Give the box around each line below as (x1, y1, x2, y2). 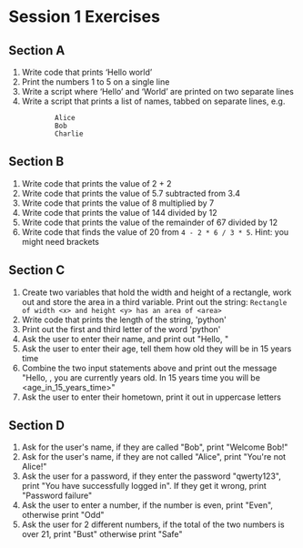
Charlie (55, 129, 84, 138)
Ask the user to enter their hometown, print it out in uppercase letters (21, 391, 281, 402)
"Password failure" (21, 490, 93, 502)
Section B (8, 154, 65, 169)
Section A (8, 43, 66, 58)
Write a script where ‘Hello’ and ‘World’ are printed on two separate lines (21, 86, 295, 96)
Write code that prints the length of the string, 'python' (21, 314, 227, 325)
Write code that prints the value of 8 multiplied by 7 (21, 198, 215, 208)
